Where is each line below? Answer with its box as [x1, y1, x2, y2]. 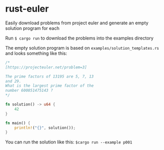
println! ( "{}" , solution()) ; [14, 125, 76, 130]
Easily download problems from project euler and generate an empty [5, 20, 149, 26]
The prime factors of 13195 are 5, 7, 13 [5, 74, 94, 79]
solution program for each [5, 25, 60, 31]
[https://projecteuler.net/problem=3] [5, 64, 87, 70]
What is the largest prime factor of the [5, 83, 94, 89]
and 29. [5, 79, 22, 84]
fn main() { [5, 120, 30, 126]
